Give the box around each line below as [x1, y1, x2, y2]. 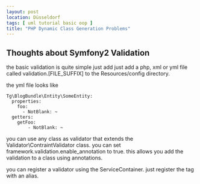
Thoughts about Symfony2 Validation [6, 47, 150, 58]
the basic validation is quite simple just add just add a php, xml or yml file [6, 64, 188, 71]
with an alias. [6, 172, 39, 180]
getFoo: [17, 119, 36, 126]
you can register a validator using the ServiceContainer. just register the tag [6, 166, 194, 173]
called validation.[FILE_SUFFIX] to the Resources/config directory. [6, 70, 170, 77]
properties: [11, 98, 42, 105]
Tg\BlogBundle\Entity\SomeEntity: [6, 93, 93, 99]
